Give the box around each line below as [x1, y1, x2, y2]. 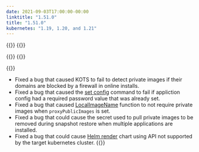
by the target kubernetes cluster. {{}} [14, 139, 106, 146]
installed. [14, 126, 37, 134]
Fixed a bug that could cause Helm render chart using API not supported [14, 133, 193, 140]
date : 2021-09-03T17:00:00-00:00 [6, 8, 89, 15]
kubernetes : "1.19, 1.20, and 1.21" [6, 25, 97, 31]
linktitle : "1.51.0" [6, 14, 58, 20]
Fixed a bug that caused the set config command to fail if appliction [14, 88, 180, 96]
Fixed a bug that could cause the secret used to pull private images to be [14, 114, 194, 121]
